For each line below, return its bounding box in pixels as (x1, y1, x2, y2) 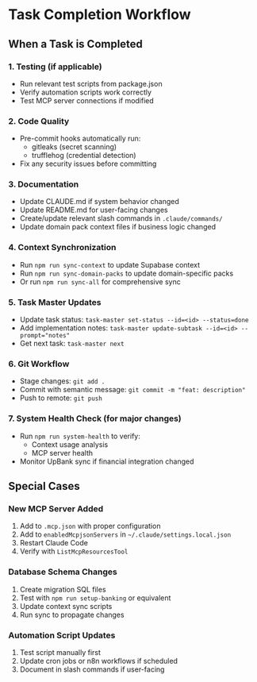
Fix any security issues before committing (19, 159, 157, 168)
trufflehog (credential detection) (31, 151, 136, 160)
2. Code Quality (8, 115, 70, 126)
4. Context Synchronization (8, 242, 117, 253)
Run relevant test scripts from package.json (19, 79, 163, 88)
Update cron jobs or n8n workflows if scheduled (19, 656, 178, 665)
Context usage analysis (31, 439, 109, 449)
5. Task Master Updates (8, 296, 102, 307)
